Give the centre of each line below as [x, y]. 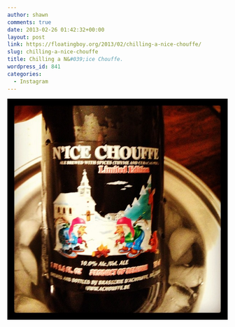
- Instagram [31, 81]
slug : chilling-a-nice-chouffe [53, 52]
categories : [24, 74]
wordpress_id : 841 [34, 67]
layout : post [26, 37]
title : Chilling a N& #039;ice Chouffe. [65, 60]
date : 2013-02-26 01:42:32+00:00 [56, 29]
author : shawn [28, 15]
